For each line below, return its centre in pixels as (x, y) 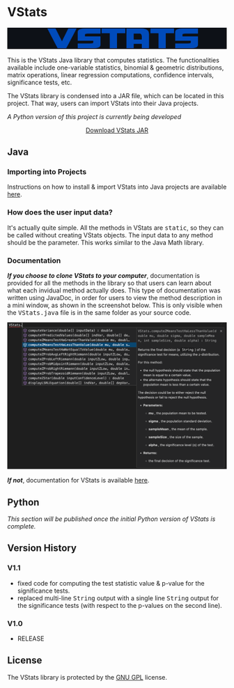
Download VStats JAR (117, 130)
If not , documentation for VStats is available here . (78, 480)
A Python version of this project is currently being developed (94, 116)
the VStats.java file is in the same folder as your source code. (99, 312)
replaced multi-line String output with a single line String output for (118, 598)
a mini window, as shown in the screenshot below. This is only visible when (115, 305)
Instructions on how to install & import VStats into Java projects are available (117, 187)
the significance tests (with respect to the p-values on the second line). (120, 605)
